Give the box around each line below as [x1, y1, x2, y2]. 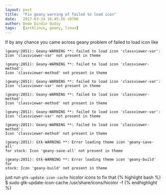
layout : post [5, 7, 32, 12]
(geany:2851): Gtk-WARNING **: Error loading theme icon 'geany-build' [5, 157, 156, 162]
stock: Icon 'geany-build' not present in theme [5, 166, 108, 171]
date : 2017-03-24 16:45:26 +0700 [5, 16, 79, 21]
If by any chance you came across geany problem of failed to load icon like [5, 39, 159, 45]
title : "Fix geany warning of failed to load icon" [5, 12, 116, 17]
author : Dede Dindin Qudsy [5, 21, 61, 26]
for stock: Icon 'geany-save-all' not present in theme [5, 148, 123, 153]
